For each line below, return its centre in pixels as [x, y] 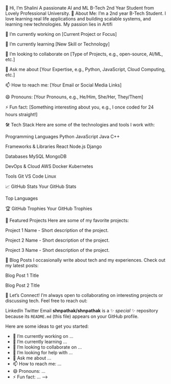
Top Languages [22, 198]
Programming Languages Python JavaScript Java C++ [63, 136]
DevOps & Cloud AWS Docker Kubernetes [49, 166]
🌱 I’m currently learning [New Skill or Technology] [57, 44]
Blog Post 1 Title [22, 275]
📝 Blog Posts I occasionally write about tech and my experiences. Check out [86, 260]
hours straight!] [21, 114]
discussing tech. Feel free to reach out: [46, 301]
